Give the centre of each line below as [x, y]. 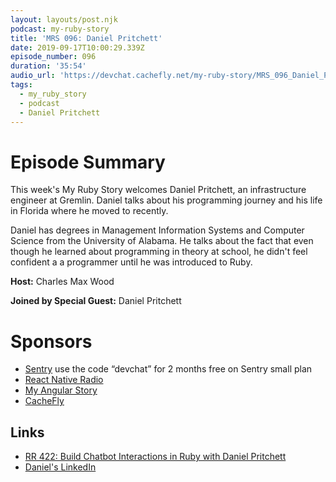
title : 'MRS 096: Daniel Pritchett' [86, 38]
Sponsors [51, 341]
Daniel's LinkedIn [60, 467]
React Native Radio [64, 380]
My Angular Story [61, 390]
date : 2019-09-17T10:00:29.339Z [77, 47]
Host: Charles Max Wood [62, 282]
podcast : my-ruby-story [60, 29]
